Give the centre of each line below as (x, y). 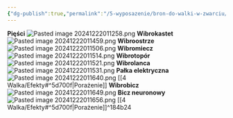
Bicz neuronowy (141, 92)
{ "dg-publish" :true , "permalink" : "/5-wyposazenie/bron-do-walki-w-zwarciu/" (119, 14)
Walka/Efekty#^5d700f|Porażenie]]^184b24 (69, 107)
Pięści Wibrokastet (90, 33)
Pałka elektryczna (143, 70)
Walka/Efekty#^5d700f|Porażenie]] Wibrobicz (73, 85)
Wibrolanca (133, 62)
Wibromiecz (136, 48)
